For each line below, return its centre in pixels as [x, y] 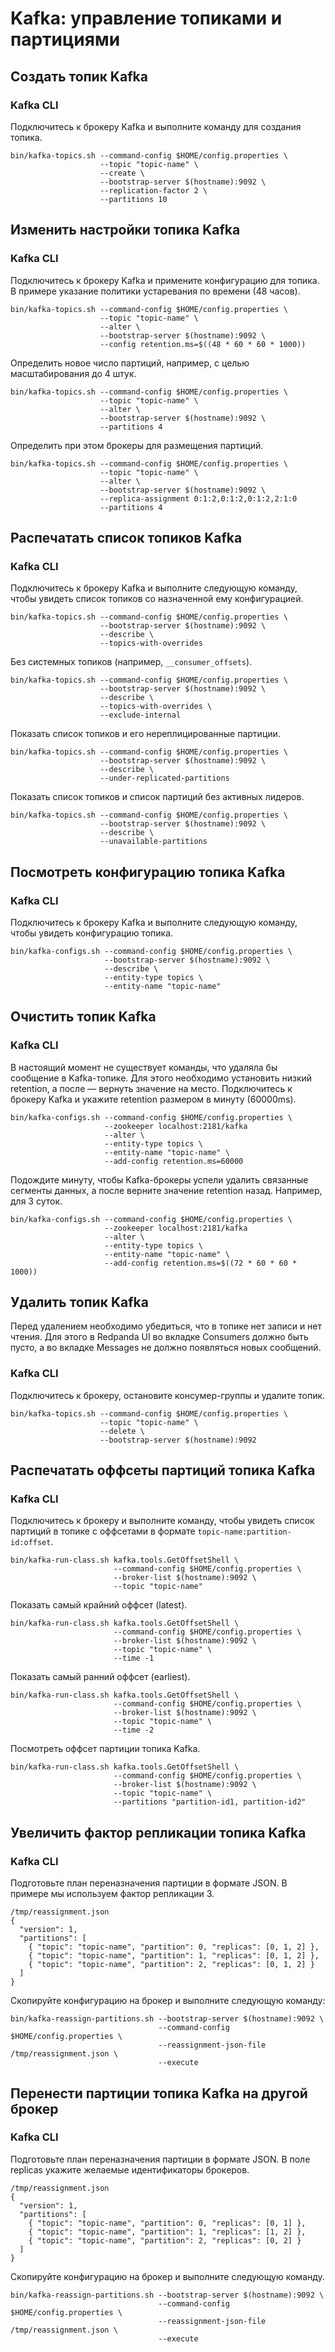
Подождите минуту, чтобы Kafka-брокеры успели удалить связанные [159, 1179]
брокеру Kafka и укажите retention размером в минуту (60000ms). [153, 1099]
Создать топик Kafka [79, 76]
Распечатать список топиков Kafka [126, 537]
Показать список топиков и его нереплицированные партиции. [145, 734]
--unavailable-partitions [153, 842]
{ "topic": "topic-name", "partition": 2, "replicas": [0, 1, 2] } [171, 1965]
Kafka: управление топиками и [146, 18]
